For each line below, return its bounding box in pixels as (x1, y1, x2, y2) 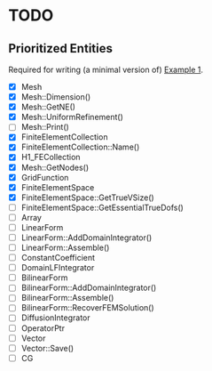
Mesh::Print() (20, 122, 70, 133)
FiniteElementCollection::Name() (20, 141, 140, 152)
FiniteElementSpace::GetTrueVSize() (20, 192, 154, 203)
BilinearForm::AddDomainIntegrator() (20, 282, 157, 294)
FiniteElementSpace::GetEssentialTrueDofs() (20, 202, 184, 213)
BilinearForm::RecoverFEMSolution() (20, 302, 154, 313)
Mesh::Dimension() (20, 92, 91, 102)
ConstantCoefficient (20, 253, 95, 263)
